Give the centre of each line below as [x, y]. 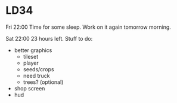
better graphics [33, 50]
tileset [31, 56]
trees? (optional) [43, 82]
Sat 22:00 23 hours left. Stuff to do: [49, 38]
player [31, 63]
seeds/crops [38, 69]
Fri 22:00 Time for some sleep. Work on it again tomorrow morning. [88, 27]
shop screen [29, 88]
